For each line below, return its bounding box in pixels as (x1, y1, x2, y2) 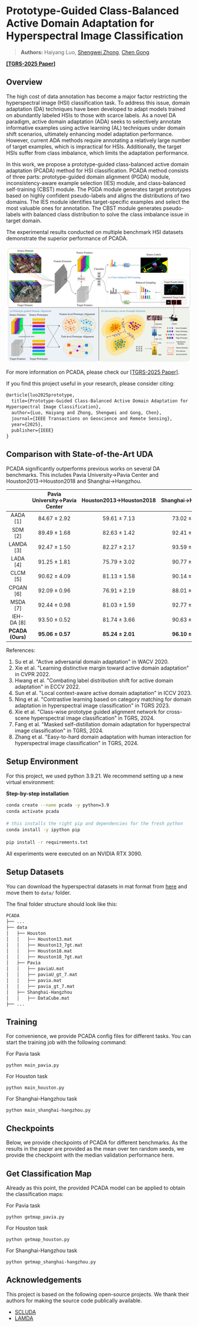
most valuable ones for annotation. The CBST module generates (6, 205, 162, 212)
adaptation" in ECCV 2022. (14, 683, 81, 690)
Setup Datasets (6, 867, 64, 877)
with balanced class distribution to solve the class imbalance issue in (21, 210, 189, 218)
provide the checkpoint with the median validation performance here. (6, 1151, 174, 1159)
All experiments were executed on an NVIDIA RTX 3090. (6, 850, 143, 857)
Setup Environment (6, 756, 78, 767)
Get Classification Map (6, 1168, 92, 1178)
